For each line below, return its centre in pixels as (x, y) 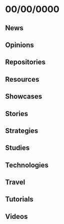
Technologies (27, 165)
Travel (15, 182)
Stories (17, 114)
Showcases (24, 97)
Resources (22, 79)
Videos (16, 216)
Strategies (22, 130)
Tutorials (19, 200)
